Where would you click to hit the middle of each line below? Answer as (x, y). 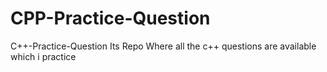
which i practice (43, 56)
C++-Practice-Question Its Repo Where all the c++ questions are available (163, 46)
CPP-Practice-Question (110, 18)
